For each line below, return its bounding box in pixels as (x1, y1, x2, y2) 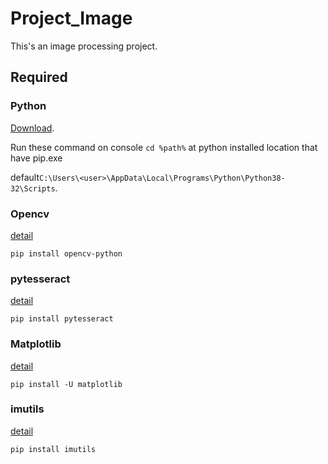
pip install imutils (10, 444, 97, 454)
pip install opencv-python (10, 248, 123, 259)
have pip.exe (10, 152, 63, 164)
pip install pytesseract (10, 314, 114, 324)
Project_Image (10, 7, 133, 30)
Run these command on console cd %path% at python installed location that (10, 141, 318, 153)
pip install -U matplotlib (10, 379, 123, 389)
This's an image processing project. (10, 40, 158, 52)
